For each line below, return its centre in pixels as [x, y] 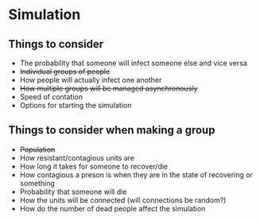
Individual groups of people [65, 72]
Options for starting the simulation [76, 105]
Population [37, 149]
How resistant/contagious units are [77, 157]
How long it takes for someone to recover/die [94, 166]
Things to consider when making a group [112, 130]
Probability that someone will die [73, 192]
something [37, 183]
